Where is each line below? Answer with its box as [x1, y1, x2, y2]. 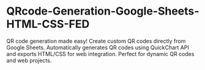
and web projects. [6, 57, 52, 64]
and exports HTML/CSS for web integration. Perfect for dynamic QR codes [6, 50, 195, 57]
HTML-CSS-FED [6, 17, 90, 31]
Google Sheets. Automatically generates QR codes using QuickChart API [6, 44, 190, 51]
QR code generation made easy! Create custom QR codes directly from [6, 37, 186, 44]
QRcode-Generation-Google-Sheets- [6, 4, 199, 18]
